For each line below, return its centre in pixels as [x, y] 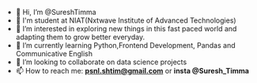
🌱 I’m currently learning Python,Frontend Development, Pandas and [125, 45]
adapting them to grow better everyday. [80, 37]
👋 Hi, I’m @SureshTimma [56, 12]
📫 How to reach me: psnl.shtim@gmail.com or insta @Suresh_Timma [132, 71]
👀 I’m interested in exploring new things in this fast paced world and [126, 29]
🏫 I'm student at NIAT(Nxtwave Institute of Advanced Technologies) [126, 20]
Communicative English [54, 54]
